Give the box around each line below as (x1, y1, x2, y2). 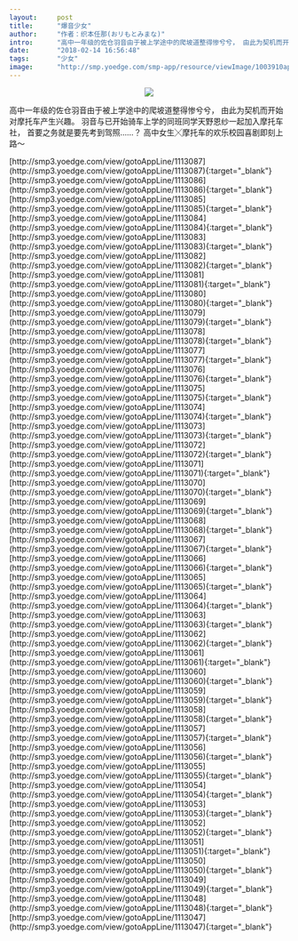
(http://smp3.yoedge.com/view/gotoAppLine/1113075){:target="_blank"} (9, 392, 272, 403)
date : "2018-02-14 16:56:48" (9, 46, 141, 55)
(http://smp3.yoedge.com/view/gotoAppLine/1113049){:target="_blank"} (9, 883, 273, 894)
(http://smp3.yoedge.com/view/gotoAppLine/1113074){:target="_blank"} (9, 411, 272, 422)
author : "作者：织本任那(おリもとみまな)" (9, 29, 166, 38)
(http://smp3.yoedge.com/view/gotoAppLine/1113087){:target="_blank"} (9, 165, 272, 176)
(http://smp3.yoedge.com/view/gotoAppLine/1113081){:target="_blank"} (9, 278, 271, 289)
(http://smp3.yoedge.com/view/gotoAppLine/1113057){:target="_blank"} (9, 732, 272, 743)
